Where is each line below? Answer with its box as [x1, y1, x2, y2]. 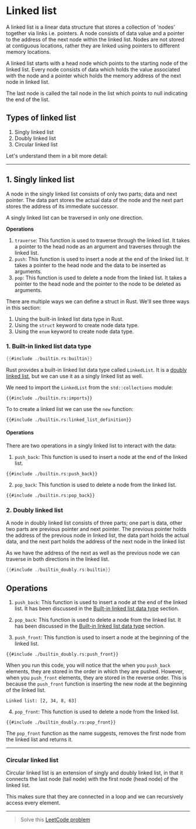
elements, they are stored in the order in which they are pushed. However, [6, 667, 184, 674]
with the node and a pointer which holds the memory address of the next [6, 72, 181, 79]
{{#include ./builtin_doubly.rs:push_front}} [6, 651, 118, 657]
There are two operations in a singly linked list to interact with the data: [6, 442, 177, 449]
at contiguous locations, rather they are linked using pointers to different [6, 42, 180, 49]
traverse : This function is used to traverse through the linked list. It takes [14, 237, 190, 244]
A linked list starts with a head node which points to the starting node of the [6, 60, 188, 67]
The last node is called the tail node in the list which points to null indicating [6, 90, 188, 97]
